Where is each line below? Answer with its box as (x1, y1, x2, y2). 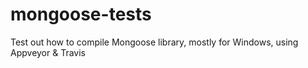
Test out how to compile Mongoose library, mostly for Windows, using (10, 36, 299, 48)
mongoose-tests (10, 3, 152, 26)
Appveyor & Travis (10, 46, 86, 58)
